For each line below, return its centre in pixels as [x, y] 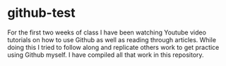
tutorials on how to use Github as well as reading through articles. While [112, 39]
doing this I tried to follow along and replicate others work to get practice [113, 47]
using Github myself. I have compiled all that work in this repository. [106, 55]
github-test [41, 13]
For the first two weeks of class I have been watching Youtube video [107, 32]
